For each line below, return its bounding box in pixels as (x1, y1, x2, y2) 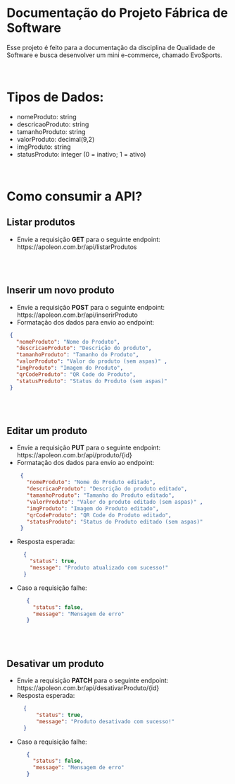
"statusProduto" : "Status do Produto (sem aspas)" (15, 378, 168, 385)
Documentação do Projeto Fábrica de (6, 5, 228, 21)
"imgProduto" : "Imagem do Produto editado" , (26, 505, 159, 512)
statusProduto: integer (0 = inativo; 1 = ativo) (16, 150, 146, 158)
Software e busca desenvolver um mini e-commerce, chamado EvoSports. (6, 51, 222, 59)
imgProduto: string (16, 143, 71, 151)
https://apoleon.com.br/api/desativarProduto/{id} (16, 684, 160, 692)
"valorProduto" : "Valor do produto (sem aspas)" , (15, 358, 168, 365)
